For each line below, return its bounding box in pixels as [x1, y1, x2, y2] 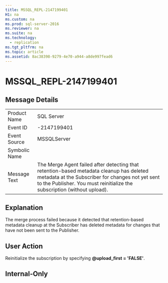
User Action [5, 242, 43, 250]
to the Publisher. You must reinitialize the [37, 180, 133, 187]
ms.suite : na [5, 31, 32, 36]
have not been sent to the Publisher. [5, 227, 79, 233]
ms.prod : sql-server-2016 [5, 21, 59, 27]
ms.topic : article [5, 49, 43, 54]
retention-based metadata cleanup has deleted [37, 168, 149, 175]
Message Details [5, 95, 58, 104]
